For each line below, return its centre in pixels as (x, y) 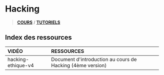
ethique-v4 (21, 65)
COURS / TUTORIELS (39, 22)
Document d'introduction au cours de (94, 59)
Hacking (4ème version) (79, 65)
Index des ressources (39, 37)
